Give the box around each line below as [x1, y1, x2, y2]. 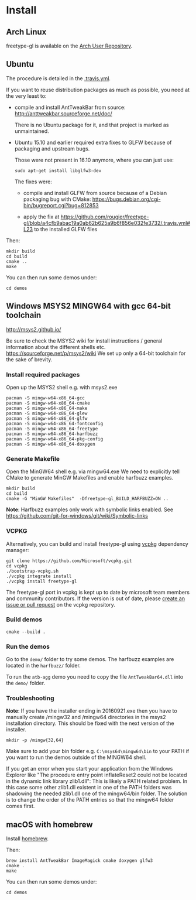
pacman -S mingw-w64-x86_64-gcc [6, 395, 85, 401]
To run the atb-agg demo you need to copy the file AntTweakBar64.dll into [6, 673, 184, 680]
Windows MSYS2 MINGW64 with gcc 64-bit [6, 301, 171, 311]
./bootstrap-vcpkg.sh [6, 568, 59, 574]
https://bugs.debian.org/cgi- [92, 196, 161, 203]
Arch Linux [6, 27, 47, 37]
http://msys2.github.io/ [6, 326, 61, 333]
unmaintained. [14, 127, 50, 135]
